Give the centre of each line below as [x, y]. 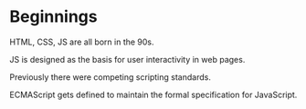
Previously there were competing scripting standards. [111, 77]
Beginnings [53, 17]
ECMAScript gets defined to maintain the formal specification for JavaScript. [153, 94]
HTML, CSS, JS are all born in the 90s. [82, 42]
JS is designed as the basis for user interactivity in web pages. [127, 59]
